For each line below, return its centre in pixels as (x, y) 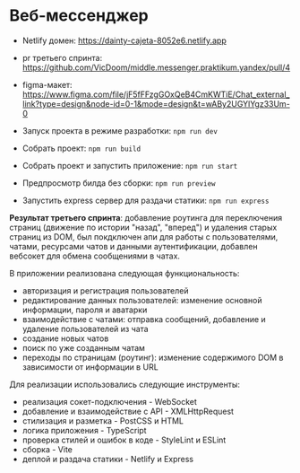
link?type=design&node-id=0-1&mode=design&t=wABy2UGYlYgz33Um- (156, 103)
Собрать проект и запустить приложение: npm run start (130, 165)
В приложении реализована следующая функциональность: (124, 273)
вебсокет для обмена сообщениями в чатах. (95, 256)
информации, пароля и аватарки (85, 310)
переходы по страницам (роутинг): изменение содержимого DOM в (153, 357)
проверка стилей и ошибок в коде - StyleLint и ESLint (124, 440)
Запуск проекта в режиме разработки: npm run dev (120, 130)
